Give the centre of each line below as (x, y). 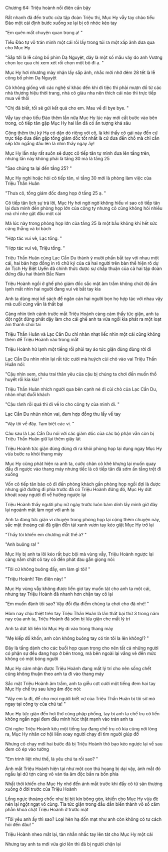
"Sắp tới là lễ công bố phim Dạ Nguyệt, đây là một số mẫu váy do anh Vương (84, 57)
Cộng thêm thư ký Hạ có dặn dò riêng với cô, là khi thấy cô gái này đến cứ (81, 133)
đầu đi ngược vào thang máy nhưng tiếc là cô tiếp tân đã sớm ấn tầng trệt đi (83, 469)
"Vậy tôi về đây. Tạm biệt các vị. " (40, 424)
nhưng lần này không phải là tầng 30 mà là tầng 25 (57, 159)
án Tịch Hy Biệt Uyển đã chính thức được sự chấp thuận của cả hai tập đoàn (84, 268)
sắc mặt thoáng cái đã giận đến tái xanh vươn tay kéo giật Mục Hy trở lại (79, 525)
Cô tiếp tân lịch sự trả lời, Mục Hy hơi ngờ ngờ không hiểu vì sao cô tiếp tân (82, 203)
